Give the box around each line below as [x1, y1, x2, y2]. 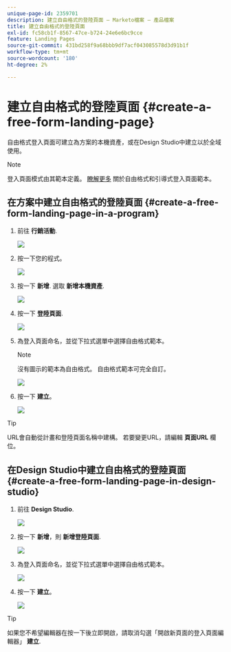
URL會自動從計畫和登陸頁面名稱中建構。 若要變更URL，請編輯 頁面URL [7, 433, 208, 441]
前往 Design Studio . [16, 505, 74, 514]
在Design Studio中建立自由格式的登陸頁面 [7, 464, 186, 476]
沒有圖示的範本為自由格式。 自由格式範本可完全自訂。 [16, 365, 170, 373]
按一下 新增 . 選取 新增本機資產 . [16, 282, 104, 290]
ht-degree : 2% [7, 61, 48, 68]
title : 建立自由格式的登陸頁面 [7, 23, 85, 30]
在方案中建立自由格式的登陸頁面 [7, 196, 143, 208]
